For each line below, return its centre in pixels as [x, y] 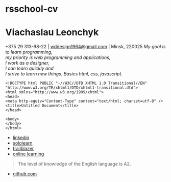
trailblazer [23, 149]
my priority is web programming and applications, [58, 57]
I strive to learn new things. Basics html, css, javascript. [64, 74]
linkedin [21, 138]
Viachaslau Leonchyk [52, 33]
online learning [28, 154]
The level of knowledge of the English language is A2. [74, 164]
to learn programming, [29, 52]
